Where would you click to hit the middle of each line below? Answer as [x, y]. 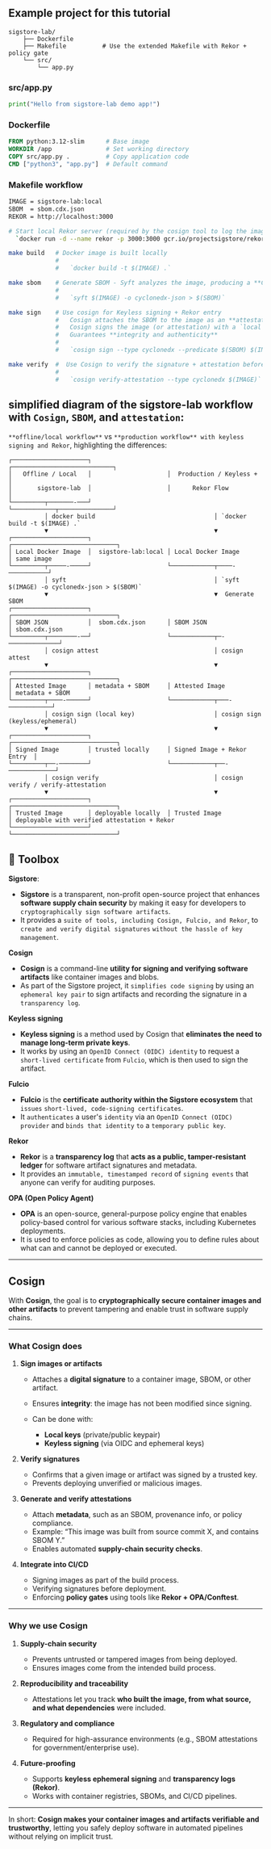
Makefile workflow [46, 185]
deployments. [43, 1231]
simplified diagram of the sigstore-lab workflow [131, 404]
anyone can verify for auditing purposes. [88, 1183]
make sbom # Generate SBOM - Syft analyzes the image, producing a [129, 283]
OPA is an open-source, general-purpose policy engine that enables [133, 1214]
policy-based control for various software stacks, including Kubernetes [138, 1222]
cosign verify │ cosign [147, 778]
